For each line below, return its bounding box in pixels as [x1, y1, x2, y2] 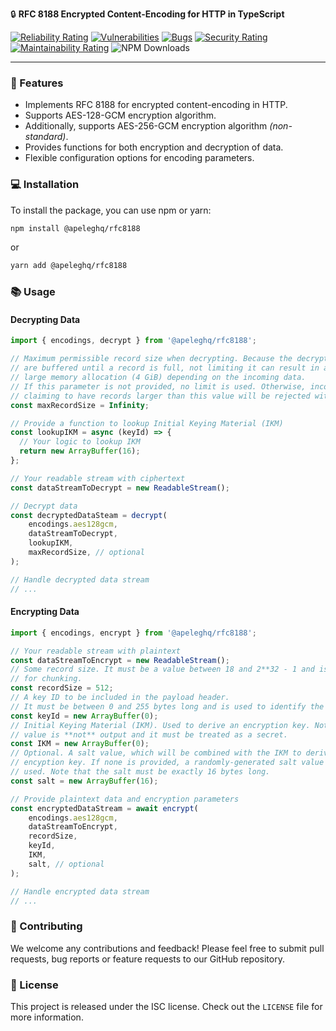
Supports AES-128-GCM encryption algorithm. [24, 109, 217, 122]
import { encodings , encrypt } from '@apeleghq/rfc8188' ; [10, 628, 257, 638]
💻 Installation [10, 178, 80, 192]
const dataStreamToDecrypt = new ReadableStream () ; [10, 483, 230, 493]
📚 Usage [10, 285, 56, 299]
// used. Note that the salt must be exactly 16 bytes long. [10, 767, 271, 777]
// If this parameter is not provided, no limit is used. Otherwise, [10, 381, 307, 392]
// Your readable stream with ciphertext [10, 473, 186, 483]
